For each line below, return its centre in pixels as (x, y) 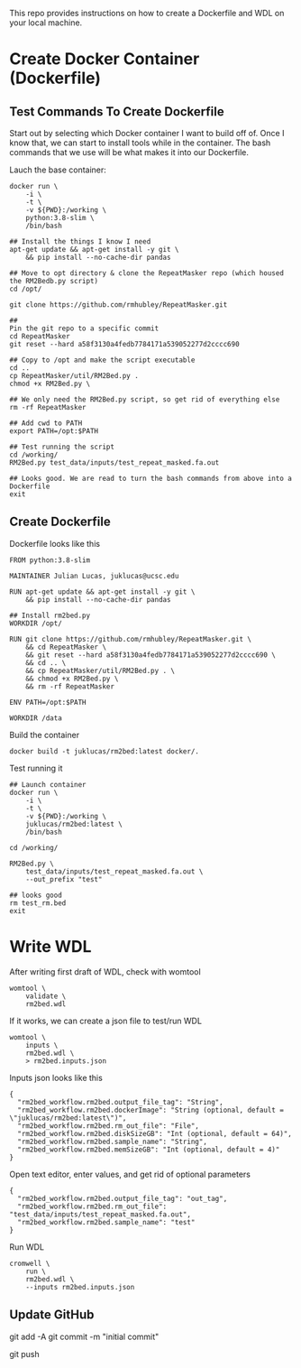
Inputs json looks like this (56, 1077)
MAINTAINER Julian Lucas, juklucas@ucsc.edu (94, 576)
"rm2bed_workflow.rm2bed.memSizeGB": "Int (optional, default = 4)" (149, 1150)
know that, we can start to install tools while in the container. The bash (140, 143)
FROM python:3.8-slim (50, 560)
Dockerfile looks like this (55, 543)
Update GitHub (52, 1315)
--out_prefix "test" (64, 879)
